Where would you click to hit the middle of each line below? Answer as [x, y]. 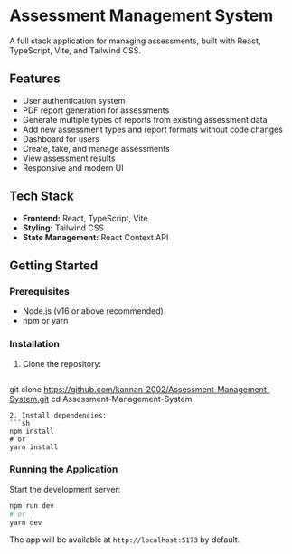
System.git [29, 399]
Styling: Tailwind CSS [63, 228]
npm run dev [32, 506]
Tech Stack [42, 197]
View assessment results [69, 158]
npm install [32, 431]
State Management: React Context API [95, 237]
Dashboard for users [61, 139]
